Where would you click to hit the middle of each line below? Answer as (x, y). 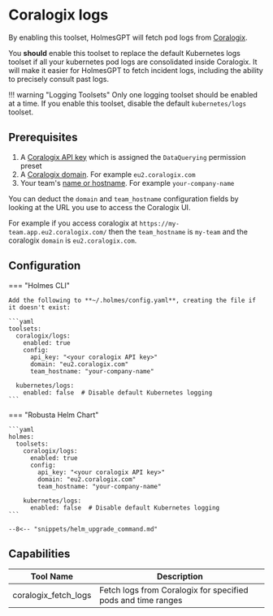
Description (180, 576)
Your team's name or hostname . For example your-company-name (127, 183)
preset (31, 166)
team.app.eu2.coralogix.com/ (58, 232)
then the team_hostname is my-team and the (178, 231)
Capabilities (39, 554)
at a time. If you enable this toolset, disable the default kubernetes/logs (127, 103)
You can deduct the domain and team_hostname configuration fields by (123, 198)
